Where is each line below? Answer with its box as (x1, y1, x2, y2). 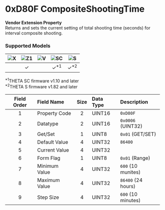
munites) (120, 168, 141, 175)
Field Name (37, 98, 65, 105)
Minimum (37, 162, 59, 169)
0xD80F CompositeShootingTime (5, 3, 145, 15)
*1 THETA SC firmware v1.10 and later (5, 77, 80, 84)
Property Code (37, 109, 71, 116)
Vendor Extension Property (5, 20, 62, 26)
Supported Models (5, 42, 51, 49)
